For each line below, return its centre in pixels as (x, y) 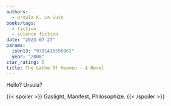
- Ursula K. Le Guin (38, 17)
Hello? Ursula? (24, 85)
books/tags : (21, 23)
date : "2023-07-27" (31, 40)
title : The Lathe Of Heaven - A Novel (55, 68)
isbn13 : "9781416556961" (43, 51)
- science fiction (35, 34)
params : (16, 46)
